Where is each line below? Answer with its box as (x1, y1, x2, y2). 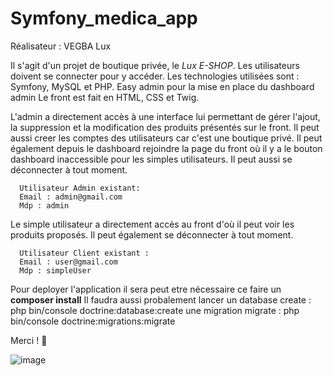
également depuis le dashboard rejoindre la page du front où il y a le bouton (10, 142, 323, 154)
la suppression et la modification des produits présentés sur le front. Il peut (10, 121, 320, 133)
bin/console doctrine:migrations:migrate (10, 315, 176, 327)
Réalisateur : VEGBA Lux (10, 40, 112, 52)
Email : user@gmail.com (19, 257, 118, 267)
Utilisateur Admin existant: (19, 183, 141, 193)
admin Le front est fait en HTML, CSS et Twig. (10, 91, 200, 103)
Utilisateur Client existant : (19, 248, 150, 258)
